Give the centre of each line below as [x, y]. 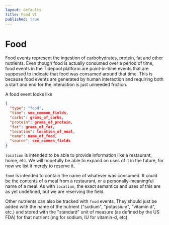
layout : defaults [23, 10]
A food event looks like [29, 94]
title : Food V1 [21, 15]
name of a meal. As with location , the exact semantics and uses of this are [83, 186]
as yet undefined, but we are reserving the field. [55, 192]
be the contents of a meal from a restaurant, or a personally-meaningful [79, 181]
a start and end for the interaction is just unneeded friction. [66, 85]
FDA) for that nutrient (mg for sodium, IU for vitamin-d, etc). [67, 217]
